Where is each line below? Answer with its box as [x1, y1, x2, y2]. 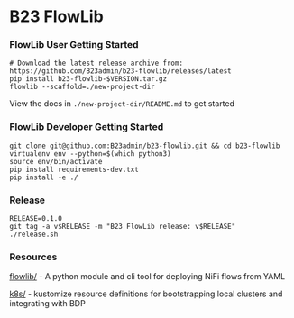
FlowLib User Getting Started [9, 39, 139, 51]
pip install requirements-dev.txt [9, 165, 140, 174]
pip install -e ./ [9, 173, 78, 182]
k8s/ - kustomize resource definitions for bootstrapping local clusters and [9, 288, 283, 299]
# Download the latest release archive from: [9, 59, 183, 68]
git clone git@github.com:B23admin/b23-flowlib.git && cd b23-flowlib [9, 141, 280, 150]
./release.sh [9, 230, 59, 240]
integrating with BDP [9, 298, 86, 309]
